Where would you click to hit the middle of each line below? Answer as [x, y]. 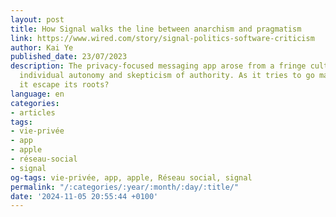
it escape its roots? [64, 85]
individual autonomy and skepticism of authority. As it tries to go [167, 76]
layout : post [37, 19]
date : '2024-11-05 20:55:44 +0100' [84, 196]
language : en [37, 94]
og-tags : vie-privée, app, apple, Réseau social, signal [131, 177]
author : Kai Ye [42, 47]
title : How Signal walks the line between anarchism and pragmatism [156, 29]
